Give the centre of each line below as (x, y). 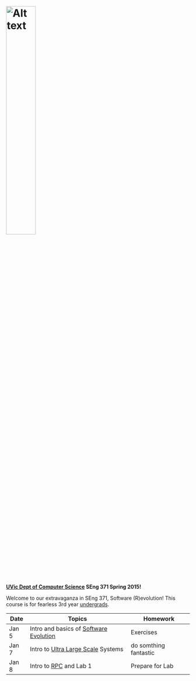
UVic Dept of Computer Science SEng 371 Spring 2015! (74, 587)
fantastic (143, 652)
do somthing (148, 645)
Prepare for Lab (152, 666)
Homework (159, 618)
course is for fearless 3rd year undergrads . (58, 604)
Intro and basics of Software (69, 628)
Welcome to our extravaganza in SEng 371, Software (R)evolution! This (91, 598)
